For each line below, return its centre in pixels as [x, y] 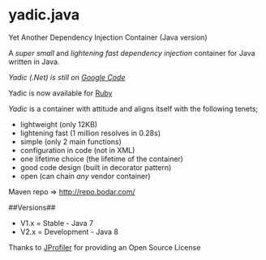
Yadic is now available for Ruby [60, 93]
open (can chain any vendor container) [86, 176]
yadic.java [44, 15]
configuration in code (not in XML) [77, 150]
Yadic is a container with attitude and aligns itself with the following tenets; [133, 109]
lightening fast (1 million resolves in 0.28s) [90, 133]
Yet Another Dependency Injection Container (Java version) [108, 37]
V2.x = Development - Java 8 [69, 232]
